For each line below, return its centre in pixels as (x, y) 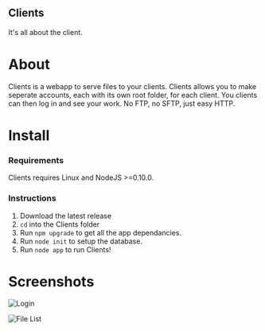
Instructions (33, 198)
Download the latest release (66, 216)
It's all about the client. (46, 32)
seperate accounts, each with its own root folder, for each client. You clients (133, 95)
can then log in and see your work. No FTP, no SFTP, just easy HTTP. (122, 103)
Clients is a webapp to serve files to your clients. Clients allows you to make (132, 86)
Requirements (36, 160)
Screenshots (51, 281)
